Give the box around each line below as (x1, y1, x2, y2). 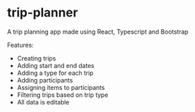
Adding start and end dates (16, 61, 95, 69)
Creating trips (16, 54, 56, 63)
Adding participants (16, 76, 73, 84)
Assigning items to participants (16, 83, 105, 91)
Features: (7, 41, 34, 49)
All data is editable (16, 98, 70, 106)
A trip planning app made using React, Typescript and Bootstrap (7, 27, 189, 36)
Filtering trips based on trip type (16, 91, 108, 99)
